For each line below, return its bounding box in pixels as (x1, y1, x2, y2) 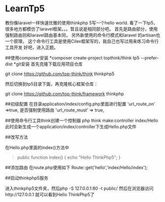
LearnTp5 (5, 3, 45, 14)
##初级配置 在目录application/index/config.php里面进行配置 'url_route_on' (5, 101, 155, 107)
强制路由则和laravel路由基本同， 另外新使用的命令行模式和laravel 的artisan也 (5, 32, 161, 38)
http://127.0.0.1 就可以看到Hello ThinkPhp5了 (5, 191, 95, 197)
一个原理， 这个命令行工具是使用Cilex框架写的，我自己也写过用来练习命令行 (5, 38, 159, 44)
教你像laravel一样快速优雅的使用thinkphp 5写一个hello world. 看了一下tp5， (5, 20, 158, 26)
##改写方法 (5, 134, 28, 140)
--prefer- (140, 55, 159, 60)
